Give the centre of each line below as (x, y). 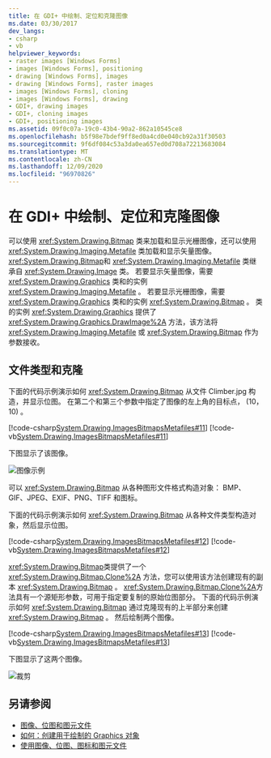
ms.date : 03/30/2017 (43, 24)
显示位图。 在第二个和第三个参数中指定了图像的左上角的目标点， (137, 401)
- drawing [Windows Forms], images (68, 76)
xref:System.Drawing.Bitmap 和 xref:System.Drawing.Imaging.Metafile (125, 261)
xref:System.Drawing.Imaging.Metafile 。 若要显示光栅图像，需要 (117, 291)
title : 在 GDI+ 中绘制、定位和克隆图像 (68, 16)
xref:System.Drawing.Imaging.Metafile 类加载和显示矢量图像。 (112, 251)
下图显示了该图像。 (40, 453)
